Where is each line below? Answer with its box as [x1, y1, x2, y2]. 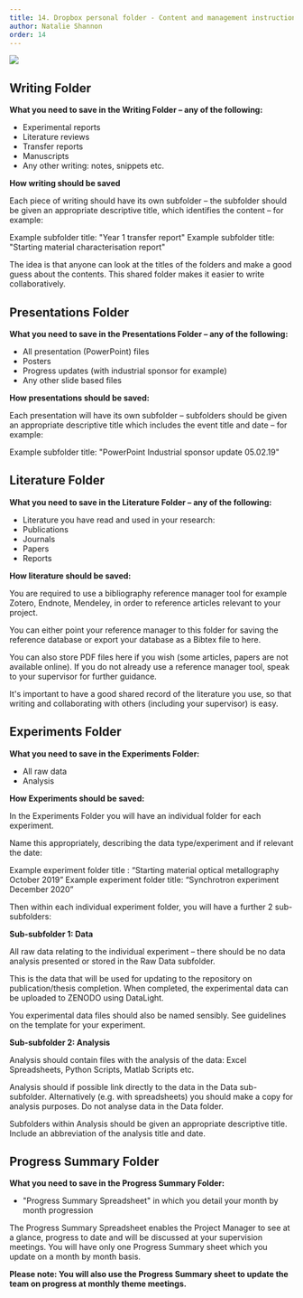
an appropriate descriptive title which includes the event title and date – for [9, 419, 288, 430]
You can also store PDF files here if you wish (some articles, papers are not [9, 652, 289, 663]
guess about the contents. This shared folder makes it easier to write [9, 268, 265, 280]
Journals [22, 533, 56, 544]
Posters [22, 356, 51, 366]
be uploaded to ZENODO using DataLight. [9, 992, 164, 1003]
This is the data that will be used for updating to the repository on [9, 973, 252, 983]
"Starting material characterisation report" [9, 241, 166, 253]
